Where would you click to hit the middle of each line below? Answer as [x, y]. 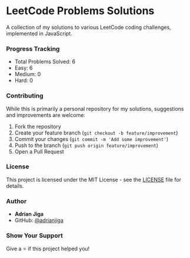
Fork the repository [38, 126]
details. [15, 186]
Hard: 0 [24, 80]
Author [16, 201]
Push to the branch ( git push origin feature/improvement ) [86, 145]
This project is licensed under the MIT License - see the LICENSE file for [94, 179]
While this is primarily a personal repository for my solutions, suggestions [95, 109]
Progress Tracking [33, 48]
